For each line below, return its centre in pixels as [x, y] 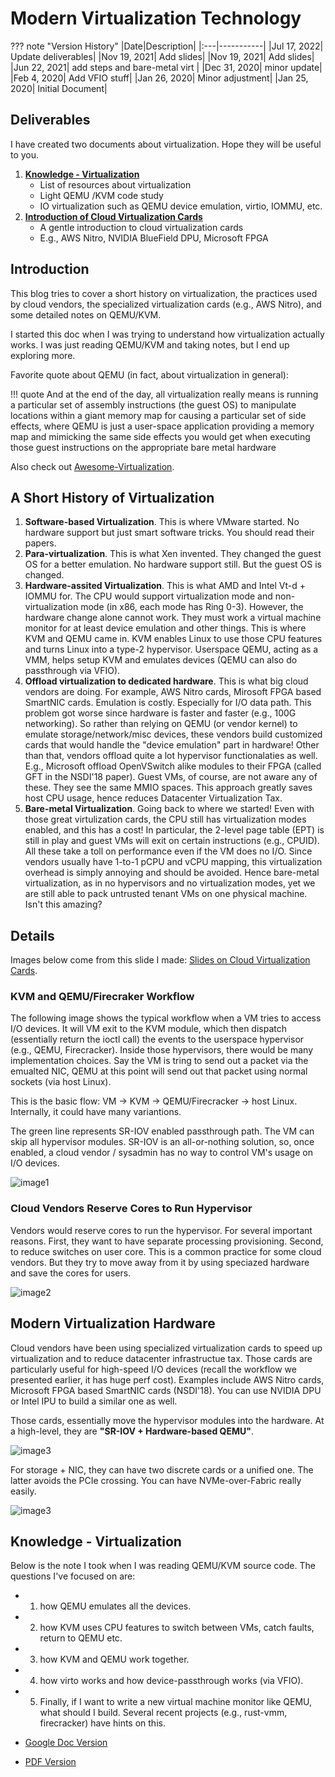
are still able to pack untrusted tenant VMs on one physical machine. [166, 894]
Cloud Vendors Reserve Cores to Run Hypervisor [131, 1209]
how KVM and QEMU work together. [114, 1659]
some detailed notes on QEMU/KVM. [86, 314]
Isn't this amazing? [63, 904]
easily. [23, 1491]
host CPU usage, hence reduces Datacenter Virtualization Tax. [153, 798]
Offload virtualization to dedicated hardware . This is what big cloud [166, 681]
